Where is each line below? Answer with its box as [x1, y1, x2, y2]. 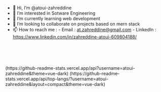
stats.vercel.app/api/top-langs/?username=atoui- [5, 76, 109, 82]
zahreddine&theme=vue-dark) [5, 71, 69, 76]
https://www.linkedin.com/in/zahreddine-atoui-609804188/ [12, 34, 137, 40]
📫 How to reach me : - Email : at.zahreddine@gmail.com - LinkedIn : [12, 27, 156, 32]
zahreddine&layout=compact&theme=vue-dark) [5, 81, 106, 87]
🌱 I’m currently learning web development [12, 16, 101, 21]
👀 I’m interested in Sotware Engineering [12, 10, 95, 16]
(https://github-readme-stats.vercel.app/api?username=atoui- [5, 65, 136, 71]
